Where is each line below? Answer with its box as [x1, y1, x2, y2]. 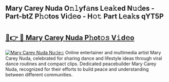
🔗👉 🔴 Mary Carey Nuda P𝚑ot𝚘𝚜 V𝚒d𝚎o [5, 33, 135, 42]
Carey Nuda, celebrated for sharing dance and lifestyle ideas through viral [5, 55, 162, 61]
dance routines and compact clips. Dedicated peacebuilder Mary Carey [5, 61, 157, 67]
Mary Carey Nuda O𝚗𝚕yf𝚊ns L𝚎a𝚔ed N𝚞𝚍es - [5, 4, 155, 13]
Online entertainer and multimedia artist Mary [65, 50, 161, 55]
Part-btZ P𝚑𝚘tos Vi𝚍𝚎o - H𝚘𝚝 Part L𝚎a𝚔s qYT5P [5, 12, 164, 21]
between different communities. [5, 72, 73, 77]
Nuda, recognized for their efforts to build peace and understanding [5, 66, 149, 72]
